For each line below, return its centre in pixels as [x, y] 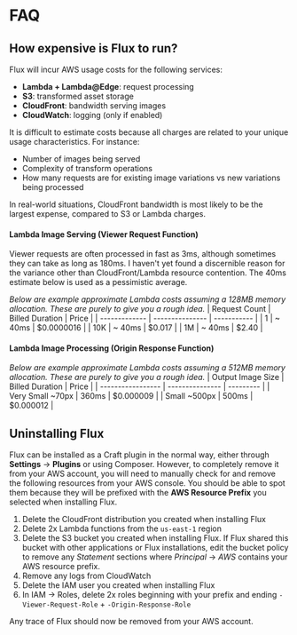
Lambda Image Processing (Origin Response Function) [112, 348]
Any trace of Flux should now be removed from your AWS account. [132, 622]
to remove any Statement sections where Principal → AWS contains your [155, 557]
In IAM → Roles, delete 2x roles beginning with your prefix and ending [149, 595]
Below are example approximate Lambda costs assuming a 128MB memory [148, 299]
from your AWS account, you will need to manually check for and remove [143, 474]
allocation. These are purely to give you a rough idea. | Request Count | [140, 309]
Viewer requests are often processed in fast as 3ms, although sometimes [143, 254]
